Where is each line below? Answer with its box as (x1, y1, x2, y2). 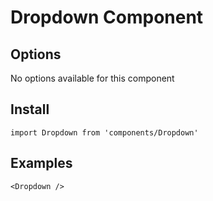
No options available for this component (10, 72, 175, 84)
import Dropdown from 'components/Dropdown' (10, 127, 199, 138)
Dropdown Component (10, 6, 204, 29)
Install (10, 101, 50, 118)
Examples (10, 155, 73, 172)
